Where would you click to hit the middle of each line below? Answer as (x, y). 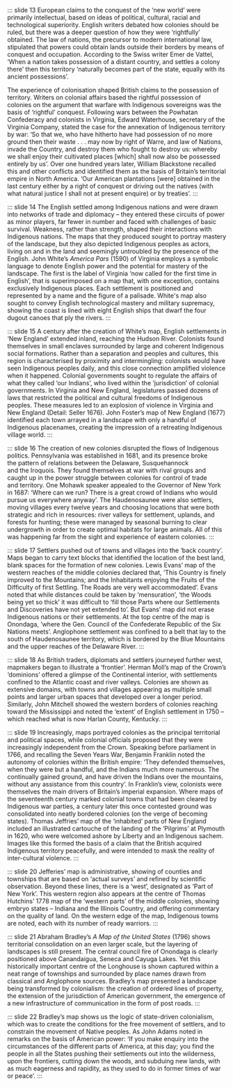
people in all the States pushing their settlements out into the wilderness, (112, 1054)
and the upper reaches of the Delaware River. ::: (76, 646)
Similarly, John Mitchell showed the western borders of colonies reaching (112, 704)
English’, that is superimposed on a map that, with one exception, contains (113, 281)
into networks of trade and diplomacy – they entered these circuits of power (116, 214)
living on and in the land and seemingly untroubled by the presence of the (113, 251)
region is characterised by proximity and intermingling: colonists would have (116, 361)
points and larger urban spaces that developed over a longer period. (105, 697)
